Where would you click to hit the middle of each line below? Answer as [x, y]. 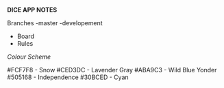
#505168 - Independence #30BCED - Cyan [68, 77]
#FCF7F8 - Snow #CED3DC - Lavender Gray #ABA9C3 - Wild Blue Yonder [112, 70]
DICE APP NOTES [32, 10]
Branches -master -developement [55, 23]
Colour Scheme [29, 57]
